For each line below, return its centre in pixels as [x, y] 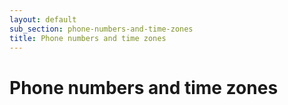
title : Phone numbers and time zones [88, 38]
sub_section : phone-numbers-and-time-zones [101, 29]
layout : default [43, 19]
